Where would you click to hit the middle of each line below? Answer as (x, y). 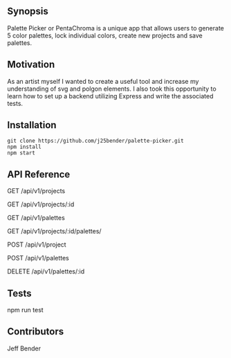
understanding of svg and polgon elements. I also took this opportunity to (112, 89)
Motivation (31, 65)
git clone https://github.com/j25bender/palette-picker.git (96, 141)
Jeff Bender (24, 348)
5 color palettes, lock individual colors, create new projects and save (105, 35)
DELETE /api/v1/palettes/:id (46, 271)
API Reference (39, 174)
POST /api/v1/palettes (38, 258)
